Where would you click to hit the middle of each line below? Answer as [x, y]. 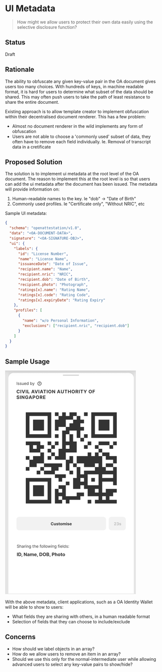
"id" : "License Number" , [43, 254]
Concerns [20, 637]
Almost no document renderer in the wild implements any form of [77, 126]
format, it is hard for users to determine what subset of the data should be [79, 92]
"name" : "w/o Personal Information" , [61, 321]
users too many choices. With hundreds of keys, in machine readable [74, 86]
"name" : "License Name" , [43, 259]
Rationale [20, 69]
